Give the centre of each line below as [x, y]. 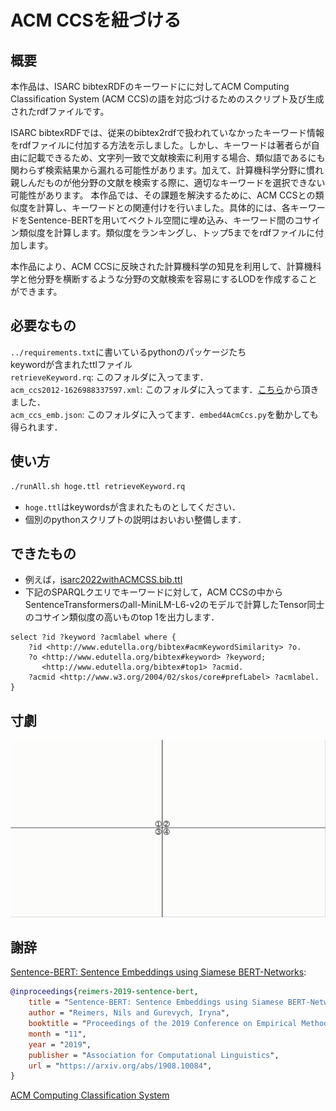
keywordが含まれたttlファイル [71, 364]
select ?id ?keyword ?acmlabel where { [93, 637]
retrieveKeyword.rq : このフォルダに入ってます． [109, 377]
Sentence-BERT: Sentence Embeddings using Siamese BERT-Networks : [158, 972]
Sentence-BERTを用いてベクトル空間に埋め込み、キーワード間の [161, 220]
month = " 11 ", [57, 1034]
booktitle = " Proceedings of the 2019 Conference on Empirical [163, 1024]
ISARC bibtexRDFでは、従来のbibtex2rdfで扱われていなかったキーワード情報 [167, 132]
